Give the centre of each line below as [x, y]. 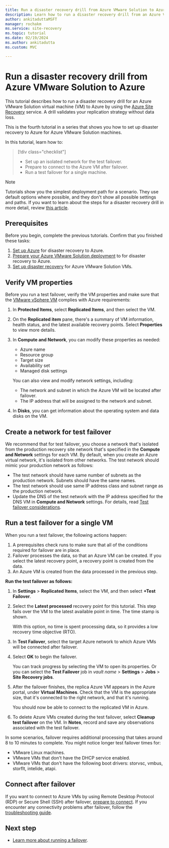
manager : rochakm [23, 24]
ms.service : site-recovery [33, 29]
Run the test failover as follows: [39, 581]
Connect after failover [40, 784]
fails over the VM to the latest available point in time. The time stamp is [86, 611]
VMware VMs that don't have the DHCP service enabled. [71, 758]
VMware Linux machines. [39, 752]
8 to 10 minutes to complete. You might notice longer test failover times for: [83, 742]
